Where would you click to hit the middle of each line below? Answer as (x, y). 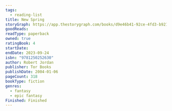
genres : (14, 86)
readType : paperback (27, 34)
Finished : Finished (26, 100)
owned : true (18, 39)
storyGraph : (18, 24)
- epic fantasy (26, 96)
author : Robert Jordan (29, 62)
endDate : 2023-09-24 (27, 53)
